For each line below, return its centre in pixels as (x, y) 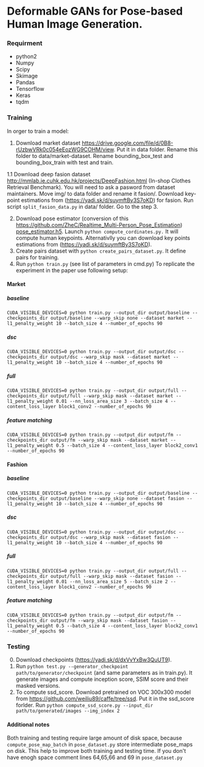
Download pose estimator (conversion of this (72, 218)
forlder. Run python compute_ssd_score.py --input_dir (84, 705)
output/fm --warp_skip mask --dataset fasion (109, 621)
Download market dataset (48, 143)
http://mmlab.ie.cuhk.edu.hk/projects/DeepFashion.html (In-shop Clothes (99, 181)
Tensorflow (30, 89)
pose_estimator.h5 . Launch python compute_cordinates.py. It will (97, 231)
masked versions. (38, 686)
